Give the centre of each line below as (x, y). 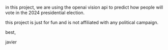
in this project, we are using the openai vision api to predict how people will (84, 7)
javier (11, 42)
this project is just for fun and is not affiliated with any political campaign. (82, 22)
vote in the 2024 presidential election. (45, 13)
